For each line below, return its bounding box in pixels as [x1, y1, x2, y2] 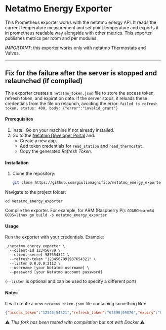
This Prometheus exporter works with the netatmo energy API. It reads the [5, 19, 157, 25]
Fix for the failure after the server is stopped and [5, 69, 157, 77]
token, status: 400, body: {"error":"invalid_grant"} [5, 106, 119, 110]
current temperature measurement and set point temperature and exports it [5, 24, 159, 30]
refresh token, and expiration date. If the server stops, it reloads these [5, 95, 147, 101]
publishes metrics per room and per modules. [5, 35, 98, 41]
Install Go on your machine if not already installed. [12, 127, 115, 133]
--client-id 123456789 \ [9, 248, 61, 253]
